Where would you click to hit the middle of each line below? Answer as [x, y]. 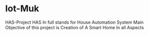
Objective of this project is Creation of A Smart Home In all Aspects [74, 27]
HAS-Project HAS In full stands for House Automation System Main [74, 22]
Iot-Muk [22, 9]
